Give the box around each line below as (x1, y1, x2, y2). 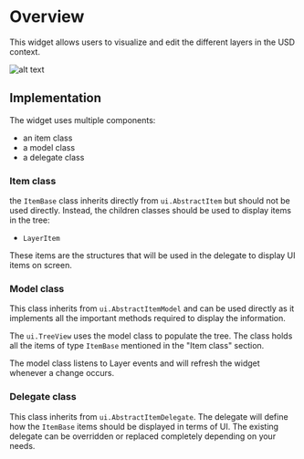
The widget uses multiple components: (9, 114, 156, 125)
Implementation (9, 90, 102, 106)
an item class (22, 132, 73, 143)
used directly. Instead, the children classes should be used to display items (9, 205, 292, 216)
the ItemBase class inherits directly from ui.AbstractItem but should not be (9, 195, 290, 206)
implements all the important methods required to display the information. (9, 313, 286, 324)
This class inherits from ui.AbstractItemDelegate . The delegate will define (9, 411, 289, 422)
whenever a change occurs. (9, 368, 115, 379)
